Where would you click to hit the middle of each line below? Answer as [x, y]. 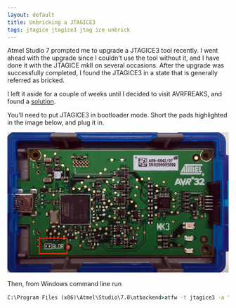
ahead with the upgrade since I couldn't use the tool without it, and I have [113, 58]
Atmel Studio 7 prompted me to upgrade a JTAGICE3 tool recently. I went [113, 51]
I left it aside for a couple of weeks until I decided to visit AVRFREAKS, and [115, 94]
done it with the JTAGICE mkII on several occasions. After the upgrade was [116, 65]
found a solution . [32, 101]
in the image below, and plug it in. [56, 122]
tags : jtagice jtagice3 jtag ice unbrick [69, 30]
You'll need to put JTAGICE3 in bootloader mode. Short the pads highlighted [117, 115]
